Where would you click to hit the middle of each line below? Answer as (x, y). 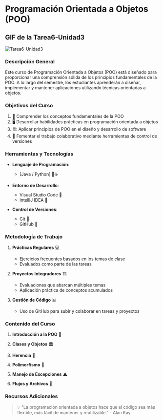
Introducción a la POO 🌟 (37, 334)
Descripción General (30, 61)
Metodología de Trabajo (34, 236)
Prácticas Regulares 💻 (36, 248)
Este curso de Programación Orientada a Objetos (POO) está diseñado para (81, 72)
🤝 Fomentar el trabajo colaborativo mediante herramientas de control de (85, 136)
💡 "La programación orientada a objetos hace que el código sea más (86, 407)
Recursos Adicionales (31, 397)
